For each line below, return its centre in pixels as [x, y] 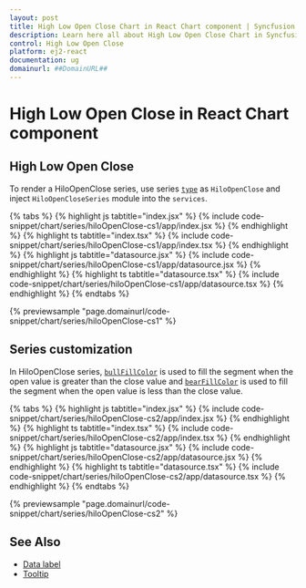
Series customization [71, 350]
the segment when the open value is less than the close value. [126, 391]
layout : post [34, 18]
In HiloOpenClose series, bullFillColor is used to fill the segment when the [152, 371]
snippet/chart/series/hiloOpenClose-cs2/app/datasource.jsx [123, 457]
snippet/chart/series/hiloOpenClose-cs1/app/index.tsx [111, 245]
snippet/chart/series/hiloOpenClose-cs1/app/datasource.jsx [122, 264]
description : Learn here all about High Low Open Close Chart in [136, 35]
